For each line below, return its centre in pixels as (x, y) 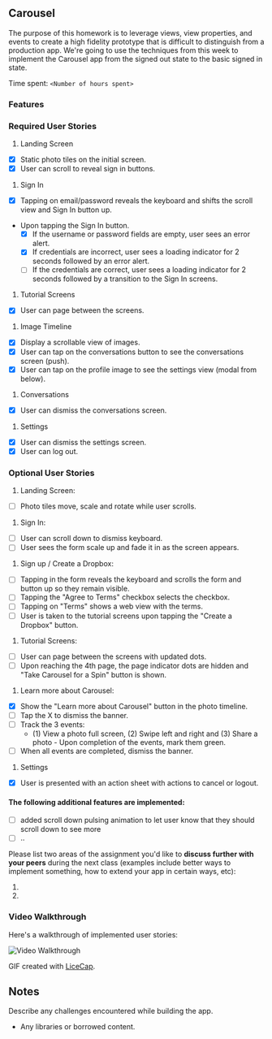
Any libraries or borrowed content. (78, 1027)
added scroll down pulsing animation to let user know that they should (137, 820)
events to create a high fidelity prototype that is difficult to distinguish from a (136, 41)
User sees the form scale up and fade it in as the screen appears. (130, 548)
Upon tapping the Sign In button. (75, 226)
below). (33, 379)
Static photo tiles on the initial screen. (83, 160)
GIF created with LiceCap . (52, 966)
